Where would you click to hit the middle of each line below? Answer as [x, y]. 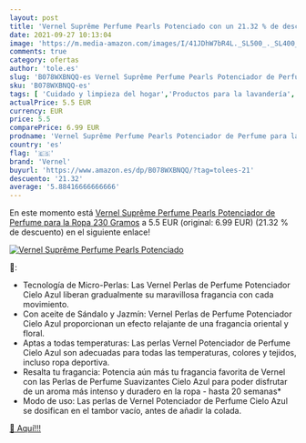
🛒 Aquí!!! [25, 428]
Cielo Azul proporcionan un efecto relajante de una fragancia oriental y [155, 324]
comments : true [38, 52]
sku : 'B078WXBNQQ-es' [51, 86]
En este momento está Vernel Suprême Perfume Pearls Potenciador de [143, 213]
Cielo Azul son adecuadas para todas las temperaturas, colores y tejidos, [159, 353]
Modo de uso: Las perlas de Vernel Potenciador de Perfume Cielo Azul [155, 401]
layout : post [34, 18]
